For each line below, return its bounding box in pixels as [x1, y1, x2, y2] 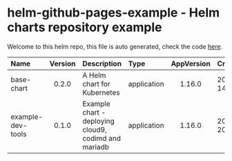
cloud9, [82, 124, 107, 134]
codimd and [82, 133, 121, 143]
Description [82, 59, 122, 68]
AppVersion [171, 59, 211, 68]
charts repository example [7, 19, 162, 35]
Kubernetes [82, 88, 120, 97]
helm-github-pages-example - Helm [7, 5, 220, 21]
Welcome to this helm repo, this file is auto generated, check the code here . [7, 42, 223, 50]
